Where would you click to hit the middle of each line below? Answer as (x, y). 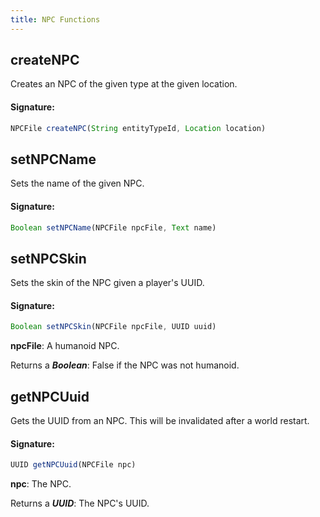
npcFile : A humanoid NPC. (65, 346)
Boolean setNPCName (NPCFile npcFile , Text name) (113, 227)
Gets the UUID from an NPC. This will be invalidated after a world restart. (160, 421)
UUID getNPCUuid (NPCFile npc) (73, 465)
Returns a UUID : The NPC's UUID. (80, 503)
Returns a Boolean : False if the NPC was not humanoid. (125, 365)
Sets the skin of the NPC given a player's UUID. (107, 283)
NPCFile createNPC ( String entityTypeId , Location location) (138, 128)
